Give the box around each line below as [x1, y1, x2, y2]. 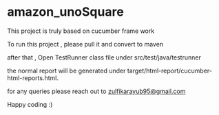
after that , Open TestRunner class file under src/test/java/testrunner [7, 53, 201, 62]
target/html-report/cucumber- [127, 66, 212, 75]
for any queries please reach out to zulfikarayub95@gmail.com [7, 87, 186, 95]
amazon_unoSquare [7, 4, 124, 20]
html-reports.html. [7, 73, 59, 82]
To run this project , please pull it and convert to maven [7, 40, 164, 48]
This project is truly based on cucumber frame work [7, 27, 155, 35]
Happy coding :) [7, 100, 53, 108]
